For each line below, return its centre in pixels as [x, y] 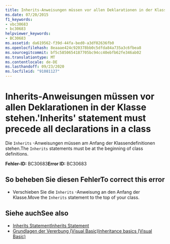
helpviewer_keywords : [28, 34]
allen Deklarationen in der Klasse [76, 108]
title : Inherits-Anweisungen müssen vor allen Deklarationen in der [79, 10]
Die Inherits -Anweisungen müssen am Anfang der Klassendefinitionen [80, 143]
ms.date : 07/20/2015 [27, 15]
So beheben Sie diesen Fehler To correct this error [85, 180]
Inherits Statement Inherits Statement [51, 225]
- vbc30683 [17, 24]
